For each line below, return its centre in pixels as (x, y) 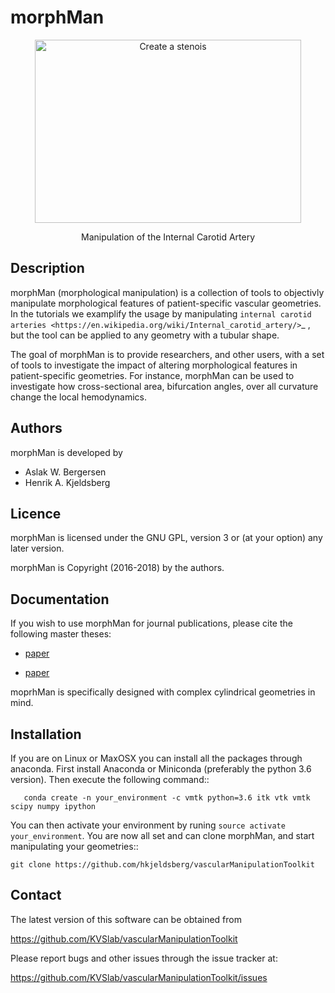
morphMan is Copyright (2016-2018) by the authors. (117, 568)
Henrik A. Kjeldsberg (67, 482)
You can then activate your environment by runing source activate (148, 825)
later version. (37, 548)
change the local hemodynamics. (78, 397)
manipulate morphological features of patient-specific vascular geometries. (166, 303)
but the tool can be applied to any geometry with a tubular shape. (145, 335)
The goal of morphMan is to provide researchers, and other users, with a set (167, 354)
